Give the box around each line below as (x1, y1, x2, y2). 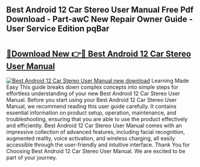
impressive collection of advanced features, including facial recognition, (6, 128, 186, 135)
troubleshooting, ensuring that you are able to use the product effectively (6, 116, 188, 122)
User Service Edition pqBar (6, 24, 110, 34)
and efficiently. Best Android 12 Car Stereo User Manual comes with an (6, 122, 183, 129)
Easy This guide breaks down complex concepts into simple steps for (6, 84, 179, 90)
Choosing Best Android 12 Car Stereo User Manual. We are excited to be (6, 148, 186, 154)
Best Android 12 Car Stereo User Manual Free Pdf (6, 5, 194, 15)
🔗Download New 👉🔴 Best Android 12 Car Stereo (6, 48, 192, 59)
